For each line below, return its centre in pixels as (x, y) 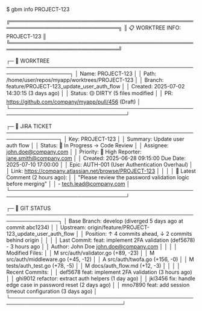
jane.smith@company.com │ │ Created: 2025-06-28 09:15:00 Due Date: (96, 158)
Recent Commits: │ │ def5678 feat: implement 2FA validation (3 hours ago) (99, 272)
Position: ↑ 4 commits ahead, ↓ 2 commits (139, 234)
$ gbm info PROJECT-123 (38, 9)
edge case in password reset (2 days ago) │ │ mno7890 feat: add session (98, 285)
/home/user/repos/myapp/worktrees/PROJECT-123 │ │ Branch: (85, 80)
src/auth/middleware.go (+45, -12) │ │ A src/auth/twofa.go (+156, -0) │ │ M (100, 259)
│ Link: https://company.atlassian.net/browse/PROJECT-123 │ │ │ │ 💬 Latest (101, 171)
